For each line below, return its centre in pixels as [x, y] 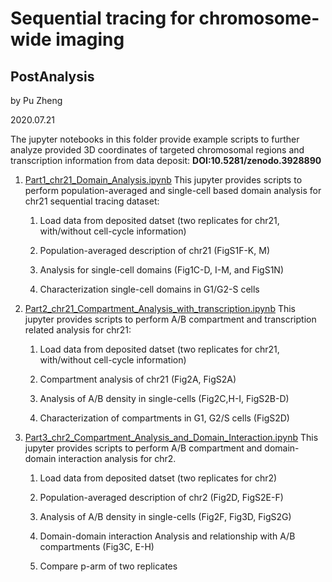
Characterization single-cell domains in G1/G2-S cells [149, 289]
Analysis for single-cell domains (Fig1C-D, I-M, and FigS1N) [161, 270]
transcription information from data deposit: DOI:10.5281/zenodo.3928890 [166, 160]
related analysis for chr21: [78, 330]
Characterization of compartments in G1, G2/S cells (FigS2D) [164, 418]
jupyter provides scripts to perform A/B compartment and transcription [170, 319]
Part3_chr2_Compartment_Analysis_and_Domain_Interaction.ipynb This [171, 437]
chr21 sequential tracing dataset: [92, 201]
